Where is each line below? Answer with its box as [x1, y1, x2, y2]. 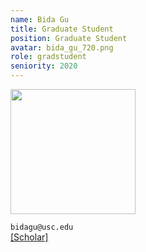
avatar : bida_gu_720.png [10, 42, 114, 53]
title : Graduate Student [10, 24, 114, 34]
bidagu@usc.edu [10, 222, 74, 232]
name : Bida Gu [10, 14, 70, 25]
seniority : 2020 [10, 61, 78, 71]
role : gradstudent [10, 52, 87, 62]
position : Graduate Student [10, 33, 128, 43]
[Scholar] [10, 231, 49, 243]
